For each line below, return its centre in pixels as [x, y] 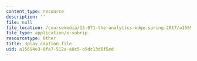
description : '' [26, 17]
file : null [19, 22]
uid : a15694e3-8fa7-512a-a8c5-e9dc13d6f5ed [60, 49]
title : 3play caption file [39, 44]
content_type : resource [35, 11]
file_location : [25, 28]
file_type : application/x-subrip [47, 33]
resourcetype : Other [31, 38]
